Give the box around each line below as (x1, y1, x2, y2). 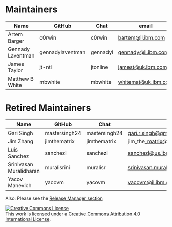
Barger (8, 37, 25, 44)
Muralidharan (8, 167, 40, 174)
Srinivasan (8, 161, 33, 168)
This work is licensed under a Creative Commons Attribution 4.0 (5, 211, 141, 217)
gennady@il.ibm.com (118, 49, 169, 56)
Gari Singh (8, 129, 33, 137)
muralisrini (45, 164, 70, 171)
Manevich (8, 182, 32, 189)
